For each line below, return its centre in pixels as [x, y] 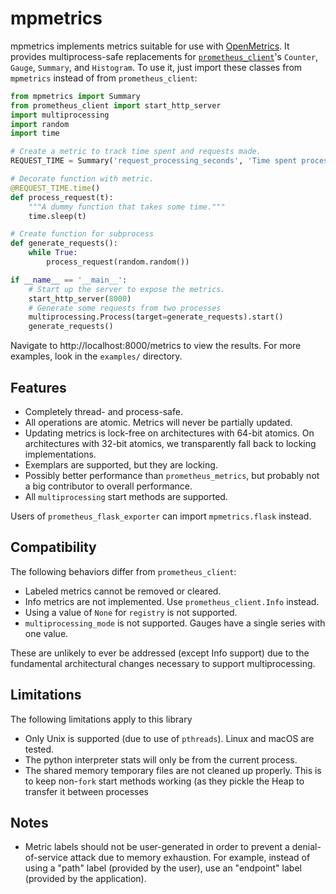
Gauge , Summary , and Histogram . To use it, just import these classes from [156, 67]
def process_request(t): [62, 197]
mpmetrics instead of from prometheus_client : [104, 78]
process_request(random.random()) [118, 262]
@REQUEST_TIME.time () [55, 188]
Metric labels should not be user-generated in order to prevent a [157, 847]
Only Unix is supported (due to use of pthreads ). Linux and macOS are [169, 738]
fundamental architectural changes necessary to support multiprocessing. [163, 663]
